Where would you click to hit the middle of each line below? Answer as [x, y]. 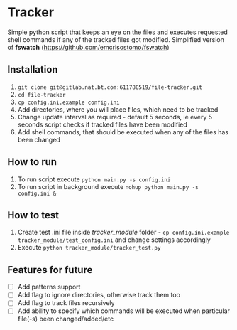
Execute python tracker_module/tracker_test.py [89, 247]
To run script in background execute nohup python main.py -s [108, 186]
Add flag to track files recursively [66, 303]
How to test [33, 215]
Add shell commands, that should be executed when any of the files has [123, 132]
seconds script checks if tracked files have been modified [103, 124]
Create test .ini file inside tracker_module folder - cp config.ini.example [123, 233]
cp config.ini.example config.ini [68, 102]
